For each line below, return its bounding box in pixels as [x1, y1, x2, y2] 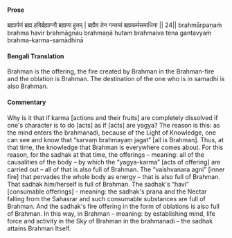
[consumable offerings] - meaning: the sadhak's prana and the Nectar [7, 187, 207, 196]
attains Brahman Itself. [7, 224, 71, 232]
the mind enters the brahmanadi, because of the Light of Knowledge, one [7, 128, 217, 137]
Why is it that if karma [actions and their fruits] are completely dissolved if [7, 113, 218, 121]
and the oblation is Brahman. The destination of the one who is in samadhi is [7, 75, 225, 83]
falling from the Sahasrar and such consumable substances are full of [7, 194, 206, 203]
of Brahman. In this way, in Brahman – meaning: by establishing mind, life [7, 209, 216, 218]
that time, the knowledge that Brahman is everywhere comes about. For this [7, 143, 224, 151]
